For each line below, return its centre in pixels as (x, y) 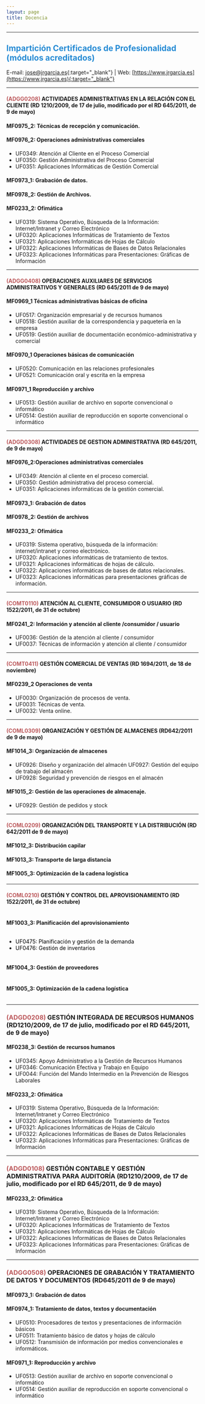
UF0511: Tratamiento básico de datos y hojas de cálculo (85, 1335)
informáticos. (32, 1349)
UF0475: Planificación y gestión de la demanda (74, 942)
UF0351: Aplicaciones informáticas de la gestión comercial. (90, 489)
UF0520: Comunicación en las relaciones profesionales (85, 368)
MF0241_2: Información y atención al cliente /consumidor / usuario (93, 624)
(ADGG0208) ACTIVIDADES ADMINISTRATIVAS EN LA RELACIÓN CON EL (101, 99)
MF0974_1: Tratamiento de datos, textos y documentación (81, 1309)
